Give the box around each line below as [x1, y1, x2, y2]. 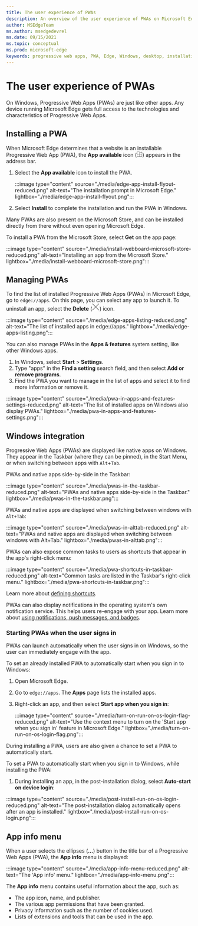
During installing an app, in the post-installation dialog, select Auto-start [14, 778, 192, 785]
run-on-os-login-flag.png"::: [14, 731, 84, 738]
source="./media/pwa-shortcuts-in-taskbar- [65, 566, 173, 573]
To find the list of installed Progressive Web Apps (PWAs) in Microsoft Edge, [6, 291, 191, 298]
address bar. [6, 157, 37, 164]
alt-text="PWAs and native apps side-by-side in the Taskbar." [41, 489, 190, 496]
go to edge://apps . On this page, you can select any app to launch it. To [6, 296, 180, 304]
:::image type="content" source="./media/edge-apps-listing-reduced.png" [6, 317, 187, 324]
